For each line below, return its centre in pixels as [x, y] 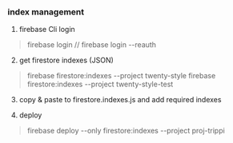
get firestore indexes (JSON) [66, 60]
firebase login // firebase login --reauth [92, 45]
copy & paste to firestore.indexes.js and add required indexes [120, 100]
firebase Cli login [47, 30]
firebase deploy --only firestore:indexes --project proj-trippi [126, 131]
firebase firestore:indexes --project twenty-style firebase [121, 76]
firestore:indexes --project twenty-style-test [100, 84]
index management [46, 12]
